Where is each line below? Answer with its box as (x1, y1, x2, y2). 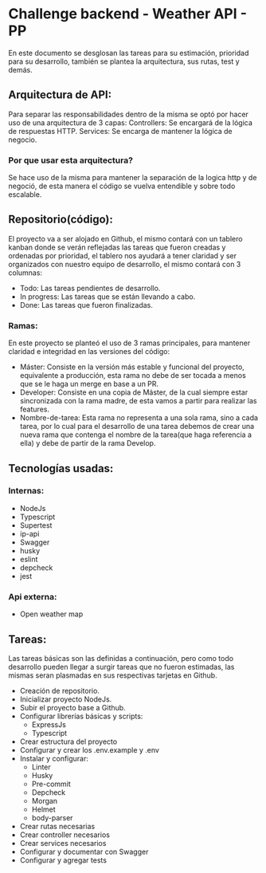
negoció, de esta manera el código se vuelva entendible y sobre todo (8, 181, 236, 191)
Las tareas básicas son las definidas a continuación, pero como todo (8, 653, 233, 663)
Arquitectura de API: (8, 88, 112, 102)
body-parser (31, 812, 73, 822)
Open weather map (19, 609, 84, 619)
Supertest (19, 520, 53, 530)
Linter (31, 762, 52, 772)
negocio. (8, 135, 37, 144)
